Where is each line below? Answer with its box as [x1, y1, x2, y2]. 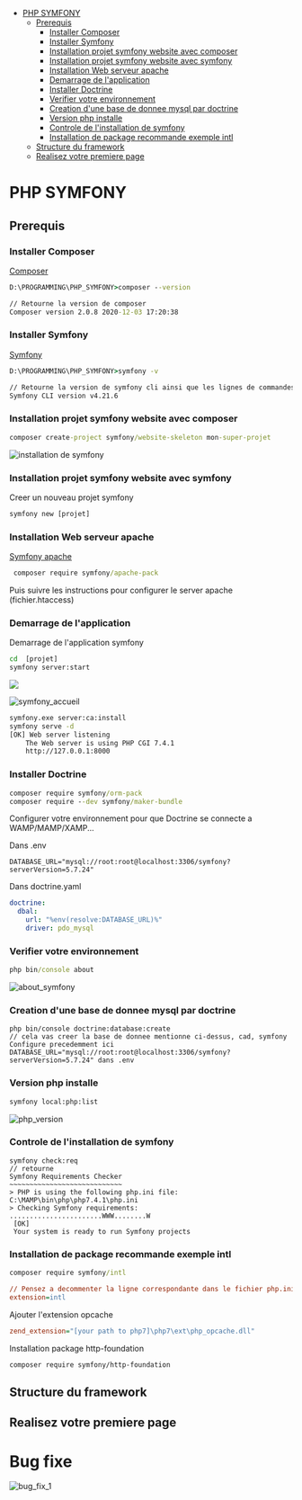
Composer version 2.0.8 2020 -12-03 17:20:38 [9, 308, 179, 317]
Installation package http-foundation [9, 1343, 145, 1353]
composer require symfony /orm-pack [9, 789, 143, 798]
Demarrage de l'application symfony [9, 638, 144, 648]
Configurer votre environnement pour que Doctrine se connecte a [9, 813, 253, 824]
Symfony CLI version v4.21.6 [9, 391, 119, 400]
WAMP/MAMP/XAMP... [9, 823, 94, 834]
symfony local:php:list [9, 1097, 99, 1106]
